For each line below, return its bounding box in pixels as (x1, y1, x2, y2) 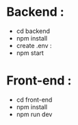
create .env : (16, 41, 52, 49)
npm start (16, 49, 44, 57)
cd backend (16, 27, 51, 35)
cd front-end (16, 95, 53, 104)
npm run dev (16, 110, 53, 118)
